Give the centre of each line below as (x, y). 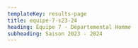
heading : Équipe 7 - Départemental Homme (69, 27)
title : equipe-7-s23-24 (42, 20)
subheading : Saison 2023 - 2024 (55, 34)
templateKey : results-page (47, 14)
